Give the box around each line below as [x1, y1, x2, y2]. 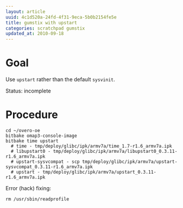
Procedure [5, 108, 58, 121]
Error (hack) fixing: [5, 185, 51, 191]
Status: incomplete [5, 87, 51, 95]
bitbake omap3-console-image [5, 133, 77, 139]
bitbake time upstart [5, 138, 59, 144]
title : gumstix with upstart [5, 20, 77, 25]
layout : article [5, 8, 45, 15]
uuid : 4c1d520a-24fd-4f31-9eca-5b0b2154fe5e [5, 14, 117, 20]
